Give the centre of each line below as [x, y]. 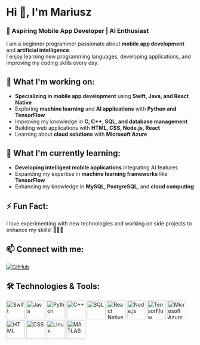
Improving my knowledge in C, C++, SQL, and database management [101, 121]
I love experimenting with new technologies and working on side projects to [99, 223]
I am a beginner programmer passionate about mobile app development [96, 44]
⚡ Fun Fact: [27, 206]
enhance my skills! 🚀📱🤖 [35, 230]
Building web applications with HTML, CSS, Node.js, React [87, 128]
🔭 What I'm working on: [51, 82]
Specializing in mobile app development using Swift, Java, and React [102, 96]
